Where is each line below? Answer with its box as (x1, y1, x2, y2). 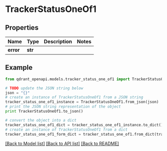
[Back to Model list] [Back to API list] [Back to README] (5, 141, 119, 147)
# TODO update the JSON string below (5, 86, 83, 91)
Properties (5, 23, 39, 32)
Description (44, 38, 72, 45)
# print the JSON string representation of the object (5, 104, 121, 109)
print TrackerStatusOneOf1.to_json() (5, 109, 83, 114)
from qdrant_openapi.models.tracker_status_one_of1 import (5, 76, 130, 82)
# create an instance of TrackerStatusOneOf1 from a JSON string (5, 95, 143, 100)
